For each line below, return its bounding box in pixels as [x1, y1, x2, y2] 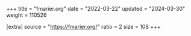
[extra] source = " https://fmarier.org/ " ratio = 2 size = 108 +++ [6, 23, 161, 30]
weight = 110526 [6, 11, 47, 19]
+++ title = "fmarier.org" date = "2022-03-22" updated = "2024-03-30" [6, 5, 186, 12]
